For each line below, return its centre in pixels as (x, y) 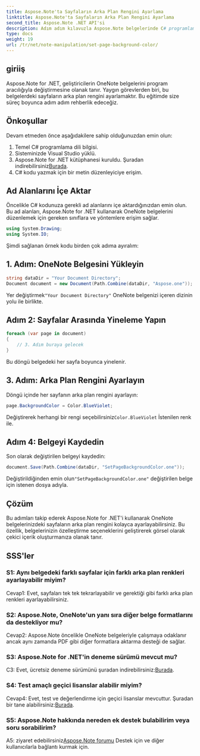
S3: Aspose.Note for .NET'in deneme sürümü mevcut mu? (92, 657)
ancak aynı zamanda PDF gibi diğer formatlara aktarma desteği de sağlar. (96, 642)
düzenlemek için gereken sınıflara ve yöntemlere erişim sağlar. (83, 218)
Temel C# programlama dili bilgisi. (56, 147)
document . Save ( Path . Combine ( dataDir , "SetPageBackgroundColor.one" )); (96, 467)
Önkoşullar (27, 121)
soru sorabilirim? (31, 727)
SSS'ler (20, 556)
